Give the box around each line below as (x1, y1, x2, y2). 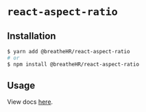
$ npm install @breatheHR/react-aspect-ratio (7, 61, 139, 68)
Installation (7, 30, 56, 42)
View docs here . (7, 98, 53, 106)
